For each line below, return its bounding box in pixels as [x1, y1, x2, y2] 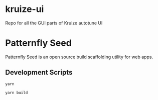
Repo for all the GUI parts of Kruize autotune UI [5, 20, 103, 26]
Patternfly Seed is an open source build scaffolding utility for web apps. [5, 54, 153, 60]
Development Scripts [5, 68, 73, 77]
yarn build [5, 90, 28, 95]
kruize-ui [5, 3, 44, 15]
